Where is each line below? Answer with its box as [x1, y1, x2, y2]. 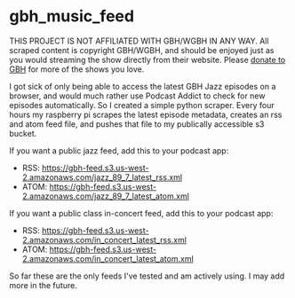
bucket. [9, 128, 37, 138]
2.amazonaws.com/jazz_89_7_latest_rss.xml [21, 171, 183, 183]
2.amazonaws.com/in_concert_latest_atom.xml [21, 253, 194, 263]
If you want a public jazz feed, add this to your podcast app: [9, 145, 229, 156]
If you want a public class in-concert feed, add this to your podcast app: [9, 208, 274, 218]
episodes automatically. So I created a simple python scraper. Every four [9, 99, 275, 110]
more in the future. [9, 279, 77, 290]
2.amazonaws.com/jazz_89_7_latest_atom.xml [21, 191, 189, 201]
